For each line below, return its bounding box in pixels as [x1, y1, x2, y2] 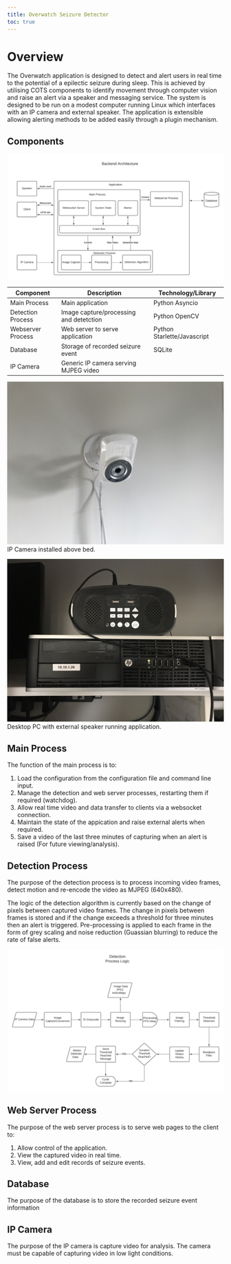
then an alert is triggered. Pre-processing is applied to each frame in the [7, 920, 212, 929]
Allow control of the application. [16, 1144, 108, 1152]
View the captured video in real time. [16, 1150, 122, 1159]
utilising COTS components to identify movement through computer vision [7, 86, 218, 94]
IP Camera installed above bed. [7, 545, 96, 554]
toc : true [7, 18, 36, 25]
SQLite [153, 346, 173, 354]
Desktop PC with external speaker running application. [7, 723, 162, 731]
